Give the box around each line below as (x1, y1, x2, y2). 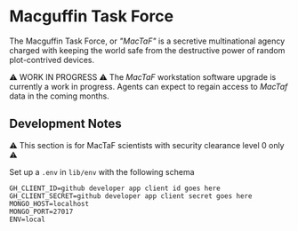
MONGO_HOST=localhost (9, 199, 90, 208)
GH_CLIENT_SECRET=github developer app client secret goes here (9, 191, 253, 201)
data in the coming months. (9, 91, 109, 101)
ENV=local (9, 215, 46, 224)
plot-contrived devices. (9, 54, 95, 65)
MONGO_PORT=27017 (9, 207, 74, 216)
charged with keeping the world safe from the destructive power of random (9, 44, 286, 55)
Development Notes (9, 116, 122, 131)
